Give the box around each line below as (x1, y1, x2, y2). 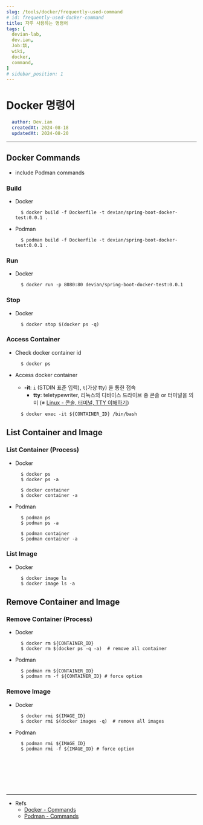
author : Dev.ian (11, 119, 53, 125)
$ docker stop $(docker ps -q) (21, 321, 100, 327)
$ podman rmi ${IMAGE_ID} (21, 740, 86, 746)
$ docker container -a (21, 492, 78, 498)
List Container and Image (6, 427, 103, 438)
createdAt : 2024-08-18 (11, 125, 69, 131)
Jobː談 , (11, 43, 30, 49)
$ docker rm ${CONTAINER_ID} (21, 640, 94, 646)
